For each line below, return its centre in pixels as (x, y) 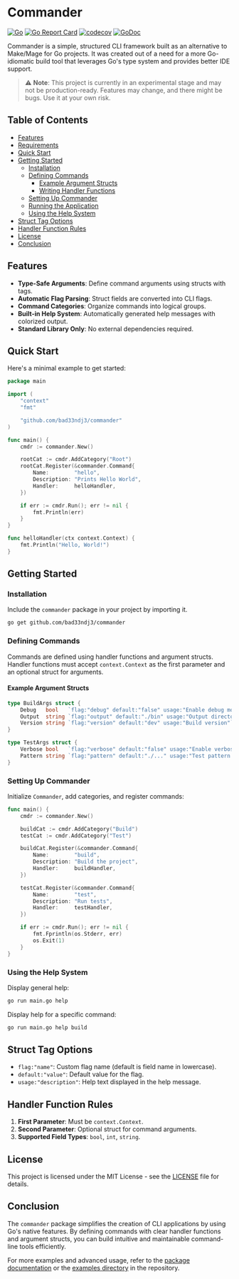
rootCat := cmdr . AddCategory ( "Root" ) (76, 460)
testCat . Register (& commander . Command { (78, 888)
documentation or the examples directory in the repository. (94, 1268)
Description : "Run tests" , (73, 901)
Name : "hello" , (67, 473)
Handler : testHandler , (73, 908)
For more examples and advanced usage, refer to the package (99, 1260)
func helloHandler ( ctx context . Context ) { (71, 539)
